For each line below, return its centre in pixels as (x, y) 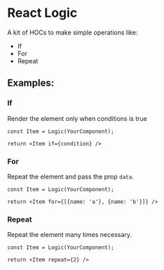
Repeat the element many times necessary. (69, 235)
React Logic (42, 13)
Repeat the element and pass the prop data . (71, 176)
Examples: (31, 83)
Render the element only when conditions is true (77, 118)
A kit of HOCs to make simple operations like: (73, 32)
